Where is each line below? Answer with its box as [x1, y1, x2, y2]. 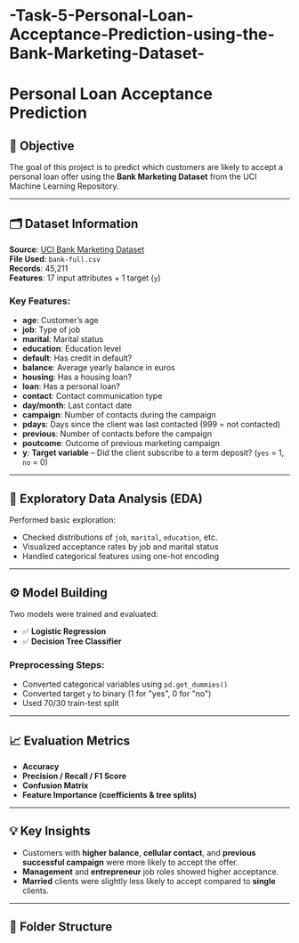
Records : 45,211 [9, 264, 69, 273]
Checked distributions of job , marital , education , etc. [21, 532, 218, 543]
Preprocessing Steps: [9, 658, 105, 671]
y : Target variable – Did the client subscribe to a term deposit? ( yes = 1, [21, 447, 285, 459]
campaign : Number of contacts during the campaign [21, 410, 216, 420]
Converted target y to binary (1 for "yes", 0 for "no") [21, 688, 212, 699]
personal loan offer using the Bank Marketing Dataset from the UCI [9, 171, 257, 183]
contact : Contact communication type [21, 391, 163, 402]
